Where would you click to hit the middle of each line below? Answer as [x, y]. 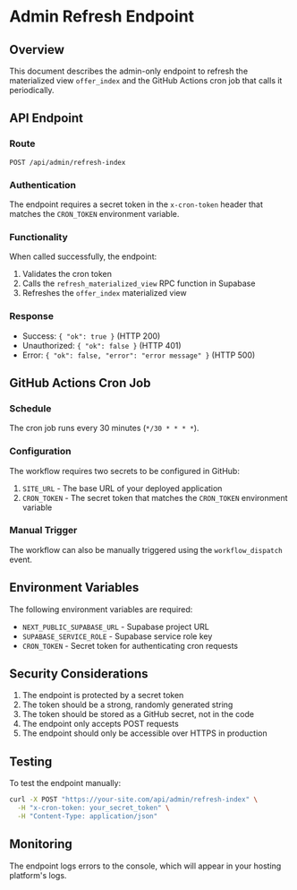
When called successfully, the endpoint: [83, 256]
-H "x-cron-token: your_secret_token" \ [93, 808]
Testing [31, 761]
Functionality [39, 237]
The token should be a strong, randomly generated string [127, 704]
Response [31, 316]
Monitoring [41, 844]
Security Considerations [79, 674]
